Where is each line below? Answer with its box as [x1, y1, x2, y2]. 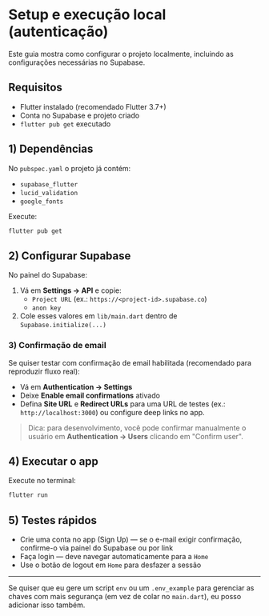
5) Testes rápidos [8, 514, 98, 527]
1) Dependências [8, 142, 94, 156]
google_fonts [19, 198, 64, 206]
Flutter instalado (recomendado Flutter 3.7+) [19, 102, 167, 111]
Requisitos [8, 81, 62, 94]
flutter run [8, 491, 48, 499]
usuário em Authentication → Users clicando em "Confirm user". [27, 431, 244, 441]
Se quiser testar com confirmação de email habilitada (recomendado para [8, 358, 252, 367]
